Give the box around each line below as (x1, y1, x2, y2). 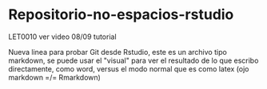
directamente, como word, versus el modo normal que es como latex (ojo (8, 64, 249, 73)
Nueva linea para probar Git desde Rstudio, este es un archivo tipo (8, 47, 228, 56)
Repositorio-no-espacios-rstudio (8, 6, 234, 24)
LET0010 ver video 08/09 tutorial (8, 32, 118, 41)
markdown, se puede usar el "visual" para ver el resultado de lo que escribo (8, 56, 259, 65)
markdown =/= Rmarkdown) (8, 72, 102, 82)
